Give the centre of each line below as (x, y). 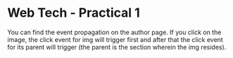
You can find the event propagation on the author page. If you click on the (114, 32)
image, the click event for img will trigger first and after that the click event (115, 39)
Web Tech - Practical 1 (74, 13)
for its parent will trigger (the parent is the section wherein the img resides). (117, 47)
